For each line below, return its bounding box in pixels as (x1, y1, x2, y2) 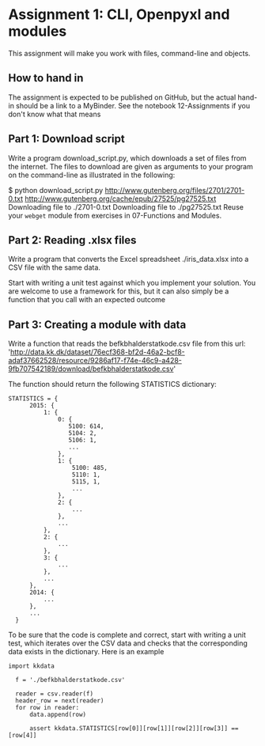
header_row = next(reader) (15, 697, 104, 705)
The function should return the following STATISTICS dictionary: (8, 380, 218, 389)
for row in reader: (15, 704, 80, 712)
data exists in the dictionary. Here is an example (8, 647, 165, 657)
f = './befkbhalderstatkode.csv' (15, 676, 126, 684)
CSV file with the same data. (8, 263, 101, 272)
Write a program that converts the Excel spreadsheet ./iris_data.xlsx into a (8, 255, 249, 264)
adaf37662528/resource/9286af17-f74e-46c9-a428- (8, 356, 182, 365)
